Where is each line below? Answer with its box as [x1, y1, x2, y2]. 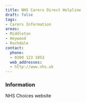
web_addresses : [10, 60, 42, 65]
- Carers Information [5, 21, 52, 27]
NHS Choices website [5, 93, 51, 99]
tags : [5, 17, 17, 22]
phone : [10, 50, 24, 55]
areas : [5, 27, 19, 32]
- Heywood [5, 36, 27, 41]
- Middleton [5, 31, 31, 36]
